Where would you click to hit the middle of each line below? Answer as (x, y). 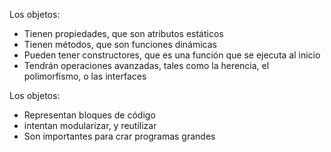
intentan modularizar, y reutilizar (90, 125)
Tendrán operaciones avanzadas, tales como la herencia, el (146, 65)
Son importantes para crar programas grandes (119, 136)
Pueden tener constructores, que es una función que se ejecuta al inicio (172, 55)
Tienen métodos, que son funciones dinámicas (120, 44)
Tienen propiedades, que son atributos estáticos (123, 33)
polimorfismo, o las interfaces (85, 76)
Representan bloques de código (89, 115)
